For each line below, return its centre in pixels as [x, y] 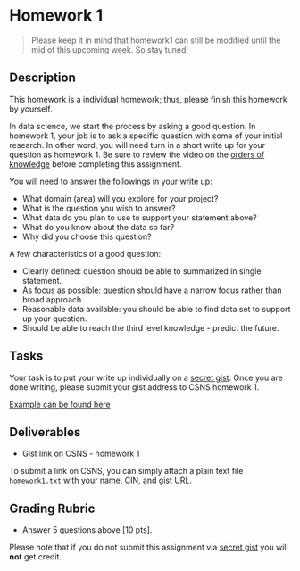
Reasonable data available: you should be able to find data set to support [156, 309]
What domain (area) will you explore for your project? [120, 198]
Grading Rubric [52, 508]
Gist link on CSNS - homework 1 [81, 454]
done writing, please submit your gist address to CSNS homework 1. [134, 387]
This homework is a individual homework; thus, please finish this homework [148, 99]
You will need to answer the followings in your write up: [111, 181]
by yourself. [31, 109]
